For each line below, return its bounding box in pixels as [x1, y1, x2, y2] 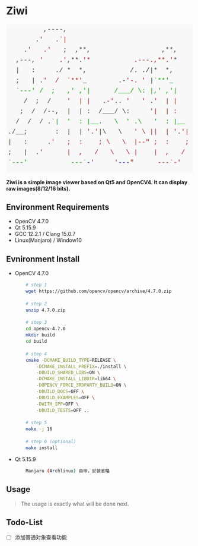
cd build [25, 339, 47, 345]
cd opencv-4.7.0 [25, 326, 66, 332]
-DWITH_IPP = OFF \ [36, 401, 79, 407]
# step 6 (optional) [25, 438, 76, 445]
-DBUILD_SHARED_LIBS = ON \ [36, 370, 100, 375]
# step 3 [25, 320, 47, 326]
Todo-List [6, 517, 43, 527]
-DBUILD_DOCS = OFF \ [36, 389, 84, 394]
